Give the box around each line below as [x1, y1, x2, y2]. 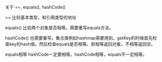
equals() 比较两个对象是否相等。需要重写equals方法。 [5, 25, 114, 31]
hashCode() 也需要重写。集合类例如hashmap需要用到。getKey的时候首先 [5, 35, 153, 41]
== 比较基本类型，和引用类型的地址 [5, 15, 77, 20]
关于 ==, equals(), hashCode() [5, 4, 66, 10]
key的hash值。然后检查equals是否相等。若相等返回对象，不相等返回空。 [9, 41, 156, 47]
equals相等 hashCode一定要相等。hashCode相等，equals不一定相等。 [5, 51, 147, 57]
